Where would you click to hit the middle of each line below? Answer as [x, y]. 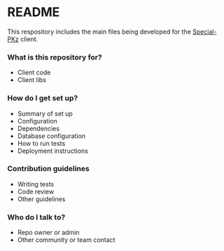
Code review [36, 191]
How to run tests [41, 143]
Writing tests [36, 184]
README [34, 12]
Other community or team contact [66, 240]
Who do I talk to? [36, 217]
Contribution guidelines [48, 169]
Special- [204, 32]
